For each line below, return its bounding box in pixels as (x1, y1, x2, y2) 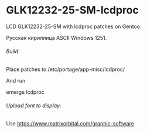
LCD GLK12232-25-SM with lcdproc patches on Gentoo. (6, 23, 142, 30)
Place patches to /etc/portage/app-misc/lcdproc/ (6, 66, 125, 73)
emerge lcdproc (6, 88, 45, 96)
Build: (6, 47, 20, 54)
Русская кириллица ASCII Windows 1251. (6, 34, 107, 41)
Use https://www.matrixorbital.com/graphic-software (6, 120, 135, 127)
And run (6, 77, 26, 84)
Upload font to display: (6, 102, 61, 109)
